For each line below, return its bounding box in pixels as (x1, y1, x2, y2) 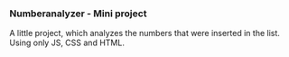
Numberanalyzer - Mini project (9, 7, 147, 20)
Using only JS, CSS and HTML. (9, 37, 125, 48)
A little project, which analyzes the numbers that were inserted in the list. (9, 28, 280, 39)
